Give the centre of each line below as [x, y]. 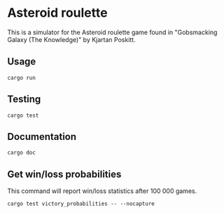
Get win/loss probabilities [64, 174]
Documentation [42, 137]
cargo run [22, 78]
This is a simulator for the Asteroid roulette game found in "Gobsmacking [112, 32]
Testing [24, 99]
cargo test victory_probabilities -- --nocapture [81, 204]
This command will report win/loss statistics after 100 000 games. [102, 191]
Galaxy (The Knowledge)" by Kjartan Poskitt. [71, 39]
